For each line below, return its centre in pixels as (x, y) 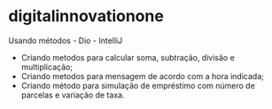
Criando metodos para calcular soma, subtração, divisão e (128, 57)
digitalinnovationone (86, 16)
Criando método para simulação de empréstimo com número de (138, 85)
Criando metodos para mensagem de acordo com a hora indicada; (143, 76)
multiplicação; (47, 67)
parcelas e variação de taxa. (73, 95)
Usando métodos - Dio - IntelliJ (66, 40)
